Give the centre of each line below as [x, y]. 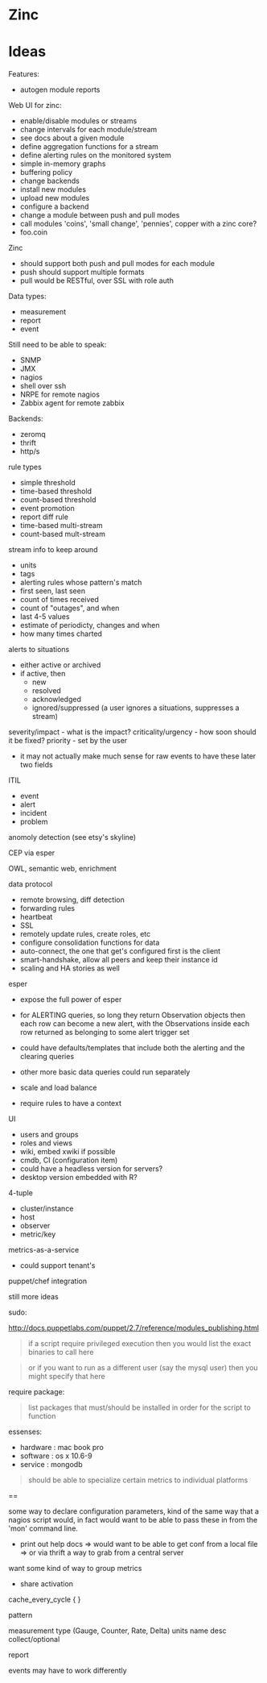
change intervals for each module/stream [88, 130]
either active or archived [60, 665]
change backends [50, 181]
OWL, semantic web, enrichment [62, 869]
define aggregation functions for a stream [89, 147]
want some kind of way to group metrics [75, 1569]
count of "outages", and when [70, 608]
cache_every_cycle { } [45, 1600]
